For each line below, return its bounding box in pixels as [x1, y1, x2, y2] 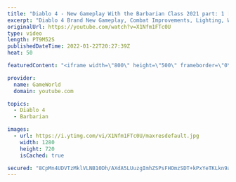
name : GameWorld [13, 81, 61, 88]
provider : [7, 74, 37, 81]
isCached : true [20, 152, 65, 159]
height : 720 [20, 145, 55, 153]
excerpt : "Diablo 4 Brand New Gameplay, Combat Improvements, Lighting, [7, 17, 225, 24]
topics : [7, 100, 30, 107]
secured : [7, 164, 33, 171]
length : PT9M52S [7, 36, 55, 43]
